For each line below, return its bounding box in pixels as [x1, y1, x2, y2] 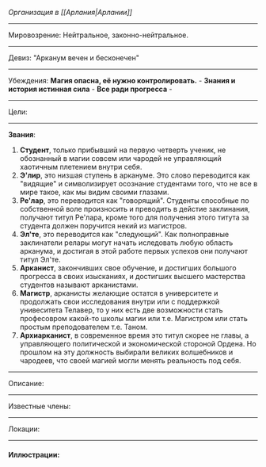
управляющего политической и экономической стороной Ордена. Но [19, 339, 256, 348]
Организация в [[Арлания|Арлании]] [8, 8, 133, 17]
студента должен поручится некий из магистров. [19, 221, 188, 230]
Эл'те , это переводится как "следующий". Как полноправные [19, 230, 230, 239]
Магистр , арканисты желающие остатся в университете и [19, 289, 218, 297]
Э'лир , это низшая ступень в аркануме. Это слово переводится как [19, 170, 251, 180]
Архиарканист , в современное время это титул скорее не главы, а [19, 331, 249, 340]
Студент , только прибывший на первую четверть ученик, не [19, 145, 226, 155]
